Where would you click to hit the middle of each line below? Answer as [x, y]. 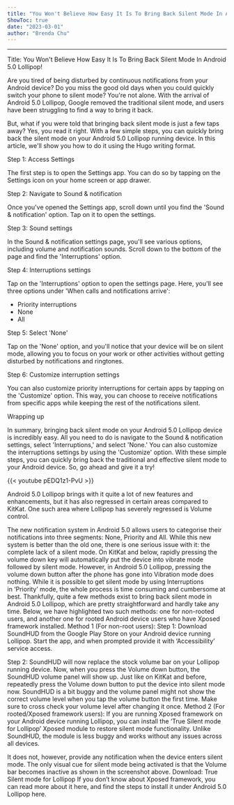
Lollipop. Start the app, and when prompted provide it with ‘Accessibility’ [111, 641]
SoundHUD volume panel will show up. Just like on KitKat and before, [107, 677]
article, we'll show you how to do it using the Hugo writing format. [102, 146]
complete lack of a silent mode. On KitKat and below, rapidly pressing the [112, 552]
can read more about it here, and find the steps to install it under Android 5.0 [117, 787]
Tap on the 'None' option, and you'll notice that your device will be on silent [116, 347]
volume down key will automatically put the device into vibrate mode [106, 559]
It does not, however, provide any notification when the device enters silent [115, 757]
